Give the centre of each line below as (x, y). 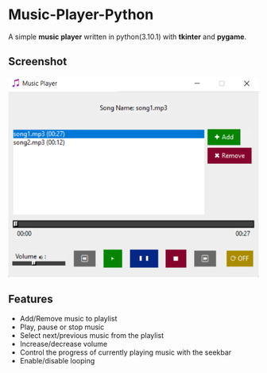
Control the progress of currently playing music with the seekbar (126, 352)
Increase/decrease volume (64, 344)
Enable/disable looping (57, 360)
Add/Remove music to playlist (68, 318)
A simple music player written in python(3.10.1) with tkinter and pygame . (128, 37)
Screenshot (38, 62)
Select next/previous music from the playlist (92, 335)
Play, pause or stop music (62, 327)
